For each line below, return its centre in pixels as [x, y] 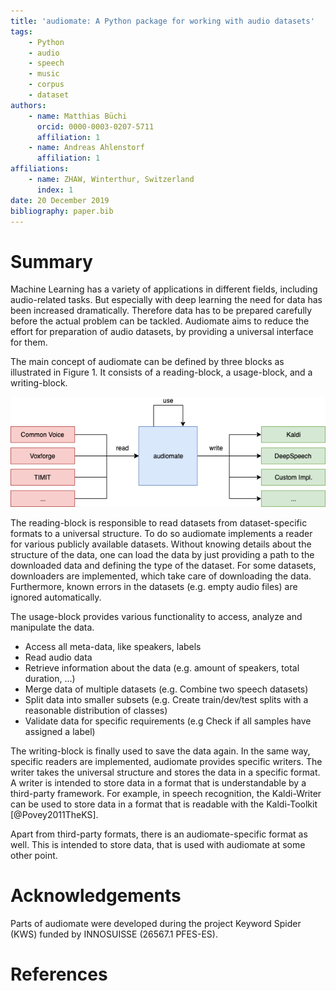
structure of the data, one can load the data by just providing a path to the [162, 554]
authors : [28, 105]
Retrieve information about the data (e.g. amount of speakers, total [162, 667]
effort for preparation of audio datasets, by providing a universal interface [162, 332]
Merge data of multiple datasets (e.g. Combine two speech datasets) [166, 689]
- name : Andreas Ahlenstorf [86, 148]
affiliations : [40, 169]
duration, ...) [50, 678]
